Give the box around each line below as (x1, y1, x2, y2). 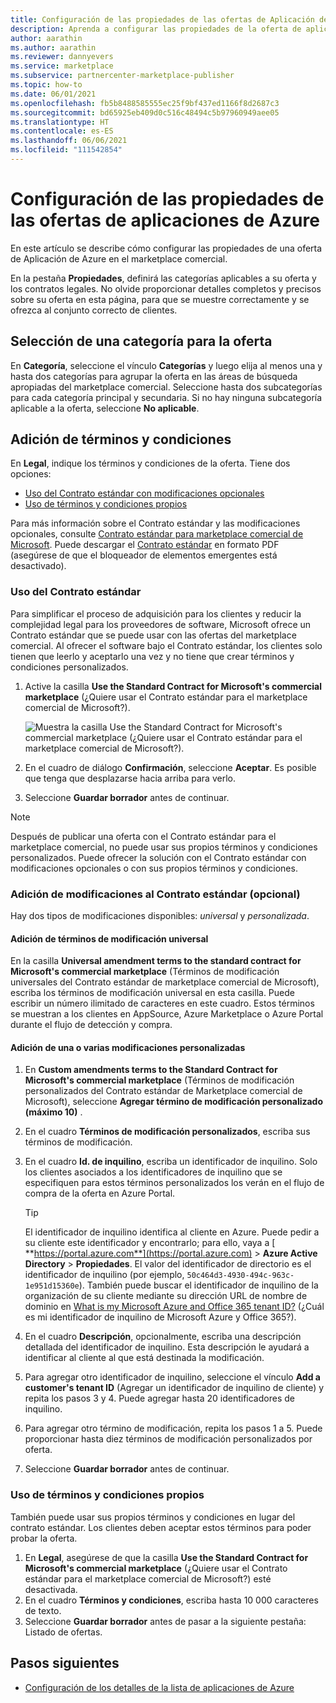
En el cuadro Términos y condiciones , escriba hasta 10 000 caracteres (24, 1594, 319, 1606)
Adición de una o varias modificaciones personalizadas (10, 1041, 246, 1053)
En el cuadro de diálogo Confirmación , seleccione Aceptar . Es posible (24, 761, 317, 773)
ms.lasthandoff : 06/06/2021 (10, 136, 128, 146)
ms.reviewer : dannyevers (10, 52, 114, 62)
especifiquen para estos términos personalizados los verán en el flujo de (24, 1177, 325, 1189)
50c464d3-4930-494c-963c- (186, 1271, 295, 1281)
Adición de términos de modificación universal (10, 932, 209, 945)
